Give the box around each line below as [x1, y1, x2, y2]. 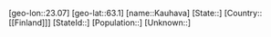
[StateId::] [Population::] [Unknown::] [52, 17, 192, 28]
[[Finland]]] [8, 17, 51, 28]
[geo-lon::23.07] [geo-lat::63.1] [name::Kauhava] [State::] [8, 8, 223, 18]
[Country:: [224, 8, 263, 18]
